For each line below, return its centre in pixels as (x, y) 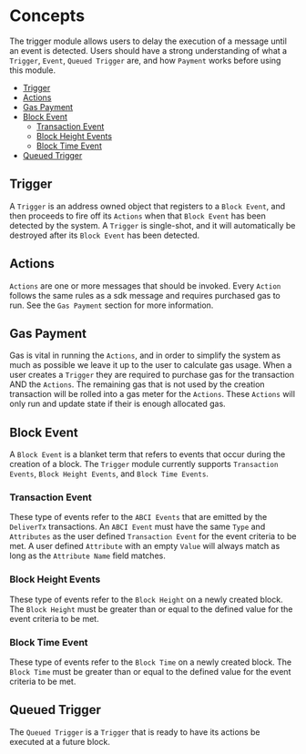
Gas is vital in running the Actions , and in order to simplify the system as (145, 355)
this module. (33, 70)
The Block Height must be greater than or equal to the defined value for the (151, 609)
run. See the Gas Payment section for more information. (112, 305)
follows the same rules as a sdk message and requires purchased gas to (145, 295)
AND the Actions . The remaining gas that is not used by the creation (138, 384)
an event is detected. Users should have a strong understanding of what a (148, 50)
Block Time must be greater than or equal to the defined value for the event (150, 672)
